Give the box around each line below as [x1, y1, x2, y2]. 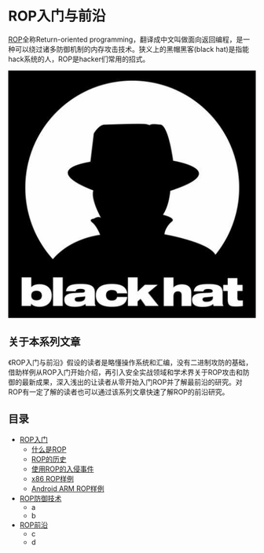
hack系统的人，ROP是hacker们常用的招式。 [8, 54, 150, 64]
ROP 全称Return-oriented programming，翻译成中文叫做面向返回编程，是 [8, 35, 244, 44]
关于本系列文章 [8, 335, 81, 349]
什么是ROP [31, 445, 67, 454]
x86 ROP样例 [31, 474, 75, 483]
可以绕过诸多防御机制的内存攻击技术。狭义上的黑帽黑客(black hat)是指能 [14, 44, 250, 53]
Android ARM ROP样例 [31, 484, 104, 493]
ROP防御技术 [19, 493, 62, 503]
